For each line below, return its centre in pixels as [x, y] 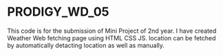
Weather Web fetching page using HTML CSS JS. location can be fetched [111, 38]
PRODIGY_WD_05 [58, 12]
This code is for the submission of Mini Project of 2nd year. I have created [112, 31]
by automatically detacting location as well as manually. [86, 45]
